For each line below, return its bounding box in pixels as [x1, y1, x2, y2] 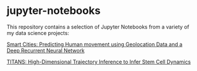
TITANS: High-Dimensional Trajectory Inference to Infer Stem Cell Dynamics [6, 58, 191, 65]
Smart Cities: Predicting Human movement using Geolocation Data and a [6, 41, 183, 48]
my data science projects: [6, 29, 69, 36]
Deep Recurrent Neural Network [6, 47, 85, 54]
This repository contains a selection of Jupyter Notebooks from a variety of [6, 23, 190, 30]
